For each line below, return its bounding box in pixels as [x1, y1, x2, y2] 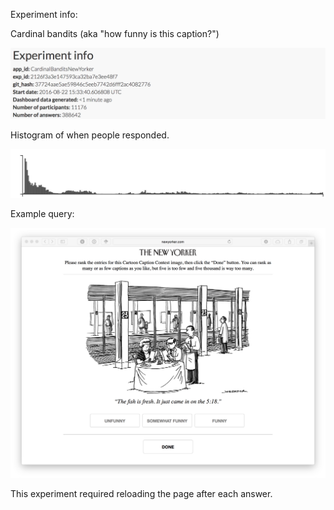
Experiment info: [10, 9, 78, 20]
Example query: [10, 207, 75, 219]
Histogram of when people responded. [10, 129, 170, 141]
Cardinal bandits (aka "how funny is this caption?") [10, 28, 220, 39]
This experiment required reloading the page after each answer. [10, 488, 273, 500]
